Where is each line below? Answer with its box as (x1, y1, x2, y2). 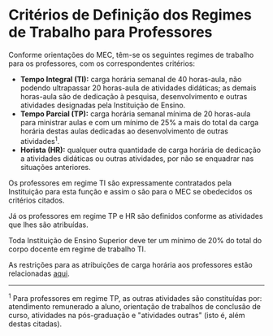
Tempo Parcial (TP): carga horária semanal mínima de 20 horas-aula (19, 108, 251, 119)
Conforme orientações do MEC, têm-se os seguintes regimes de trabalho (8, 50, 254, 59)
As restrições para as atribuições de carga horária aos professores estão (8, 260, 253, 269)
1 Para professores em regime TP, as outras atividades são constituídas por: (8, 291, 262, 303)
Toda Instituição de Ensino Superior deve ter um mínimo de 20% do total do (8, 235, 262, 245)
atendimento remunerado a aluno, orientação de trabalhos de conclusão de (8, 302, 262, 312)
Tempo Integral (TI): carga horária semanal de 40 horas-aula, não (19, 74, 242, 84)
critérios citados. (8, 195, 65, 205)
